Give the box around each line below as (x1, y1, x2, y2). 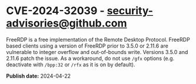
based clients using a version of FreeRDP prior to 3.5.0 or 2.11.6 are (6, 42, 169, 49)
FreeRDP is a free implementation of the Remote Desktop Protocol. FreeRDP (6, 36, 190, 43)
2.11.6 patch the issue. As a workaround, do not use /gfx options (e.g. (6, 55, 175, 62)
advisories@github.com (6, 16, 128, 30)
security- (107, 4, 154, 18)
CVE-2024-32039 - (6, 4, 105, 18)
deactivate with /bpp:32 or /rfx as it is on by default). (6, 61, 135, 68)
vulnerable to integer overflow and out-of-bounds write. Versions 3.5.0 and (6, 48, 188, 55)
